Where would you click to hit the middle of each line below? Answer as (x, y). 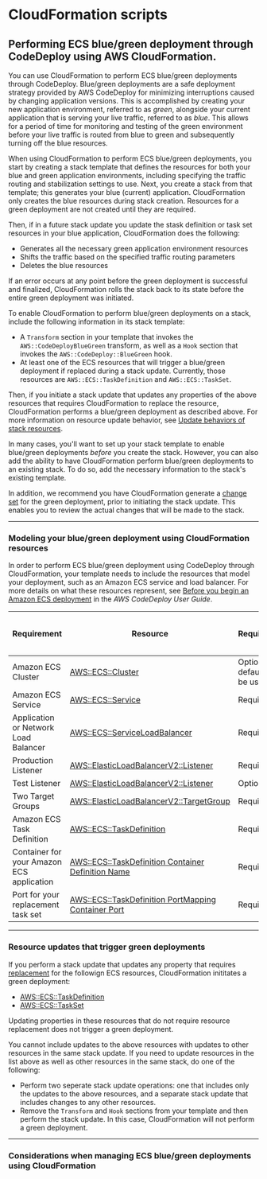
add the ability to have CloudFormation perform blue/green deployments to (131, 461)
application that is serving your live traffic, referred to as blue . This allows (128, 118)
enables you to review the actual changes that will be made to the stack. (126, 510)
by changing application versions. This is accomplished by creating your (127, 101)
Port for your (36, 895)
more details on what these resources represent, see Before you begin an (129, 591)
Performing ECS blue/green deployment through (131, 44)
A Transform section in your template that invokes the (106, 337)
